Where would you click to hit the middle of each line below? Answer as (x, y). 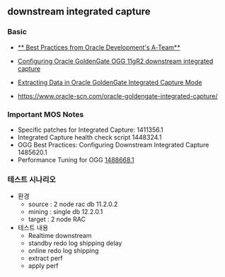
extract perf (45, 259)
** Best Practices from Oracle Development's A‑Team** (99, 47)
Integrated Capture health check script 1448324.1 (90, 137)
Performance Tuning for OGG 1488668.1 (76, 159)
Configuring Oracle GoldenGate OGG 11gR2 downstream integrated (115, 61)
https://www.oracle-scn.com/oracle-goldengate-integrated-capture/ (117, 96)
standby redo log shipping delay (75, 243)
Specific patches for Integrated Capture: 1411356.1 (91, 130)
